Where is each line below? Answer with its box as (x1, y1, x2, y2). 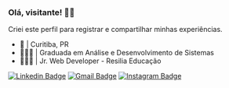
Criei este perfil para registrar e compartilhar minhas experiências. (8, 25, 223, 34)
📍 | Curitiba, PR (19, 40, 69, 49)
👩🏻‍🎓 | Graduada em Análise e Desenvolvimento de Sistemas (19, 48, 214, 58)
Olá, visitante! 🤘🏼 (8, 7, 75, 18)
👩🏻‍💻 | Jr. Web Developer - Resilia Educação (19, 56, 162, 65)
